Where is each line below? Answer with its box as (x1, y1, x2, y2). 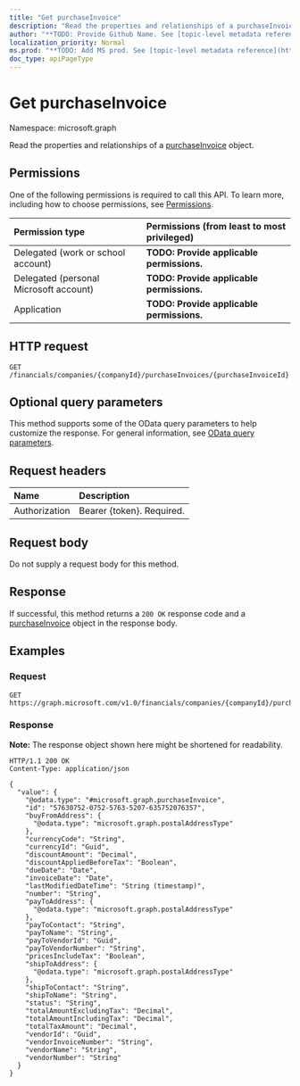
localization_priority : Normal (9, 37, 126, 47)
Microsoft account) (13, 283, 95, 295)
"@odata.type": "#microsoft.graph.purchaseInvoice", (25, 795, 226, 804)
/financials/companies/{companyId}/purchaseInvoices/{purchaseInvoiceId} (9, 370, 290, 379)
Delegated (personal (13, 271, 100, 284)
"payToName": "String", (25, 928, 114, 937)
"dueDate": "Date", (25, 866, 98, 875)
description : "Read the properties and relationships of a (9, 21, 234, 30)
